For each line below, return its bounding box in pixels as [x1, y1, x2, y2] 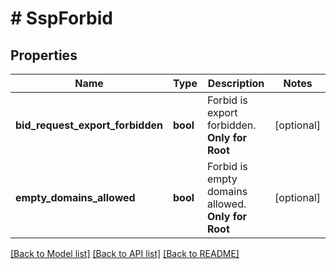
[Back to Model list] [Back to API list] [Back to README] [10, 248, 240, 259]
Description [207, 77, 265, 90]
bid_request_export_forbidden [15, 118, 164, 132]
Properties [10, 47, 78, 64]
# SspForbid [10, 7, 113, 30]
